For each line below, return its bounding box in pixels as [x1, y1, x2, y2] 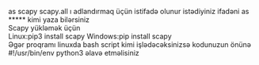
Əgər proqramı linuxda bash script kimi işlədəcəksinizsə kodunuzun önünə [8, 40, 252, 49]
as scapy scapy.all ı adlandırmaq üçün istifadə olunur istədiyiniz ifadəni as [8, 7, 249, 16]
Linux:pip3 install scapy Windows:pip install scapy [8, 31, 172, 41]
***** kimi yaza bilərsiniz [8, 15, 90, 24]
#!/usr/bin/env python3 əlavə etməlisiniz [8, 49, 140, 57]
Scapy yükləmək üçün [8, 23, 81, 32]
